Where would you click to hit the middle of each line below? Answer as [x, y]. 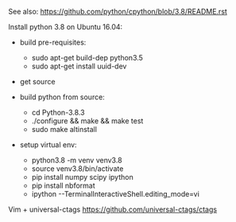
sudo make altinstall [64, 129]
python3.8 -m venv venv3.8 [77, 160]
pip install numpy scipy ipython [82, 177]
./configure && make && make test [87, 121]
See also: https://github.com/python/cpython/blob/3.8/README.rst [118, 12]
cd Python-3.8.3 [58, 112]
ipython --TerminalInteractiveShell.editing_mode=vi [116, 194]
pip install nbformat [63, 185]
